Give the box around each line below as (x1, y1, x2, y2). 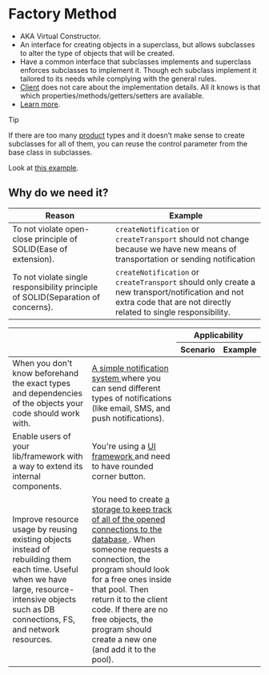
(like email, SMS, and (91, 402, 171, 413)
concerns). (12, 301, 54, 312)
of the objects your (12, 397, 84, 408)
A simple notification (91, 362, 170, 373)
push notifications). (91, 412, 165, 424)
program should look (91, 564, 170, 575)
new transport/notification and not (114, 286, 244, 297)
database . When (91, 533, 156, 544)
